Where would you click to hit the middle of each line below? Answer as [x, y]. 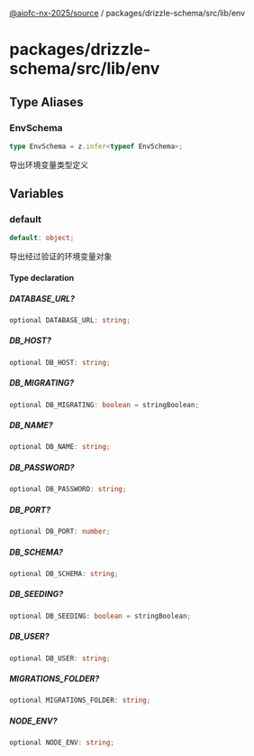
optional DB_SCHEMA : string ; [64, 574]
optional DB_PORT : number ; [60, 532]
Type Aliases [46, 102]
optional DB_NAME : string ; [60, 447]
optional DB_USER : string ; [60, 658]
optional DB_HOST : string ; [60, 362]
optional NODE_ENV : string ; [62, 743]
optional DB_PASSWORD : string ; [68, 490]
